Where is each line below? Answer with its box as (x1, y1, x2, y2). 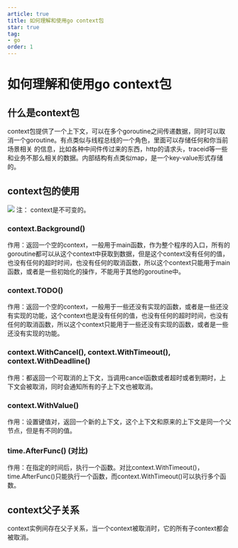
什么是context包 (7, 107, 80, 119)
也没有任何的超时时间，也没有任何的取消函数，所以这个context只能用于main (7, 259, 231, 267)
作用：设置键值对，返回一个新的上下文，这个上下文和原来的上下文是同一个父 (7, 417, 232, 426)
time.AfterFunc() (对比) (7, 446, 89, 456)
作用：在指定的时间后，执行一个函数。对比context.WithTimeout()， (7, 463, 204, 472)
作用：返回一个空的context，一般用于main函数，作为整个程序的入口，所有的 (7, 241, 231, 249)
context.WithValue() (7, 400, 80, 410)
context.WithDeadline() (7, 356, 91, 366)
